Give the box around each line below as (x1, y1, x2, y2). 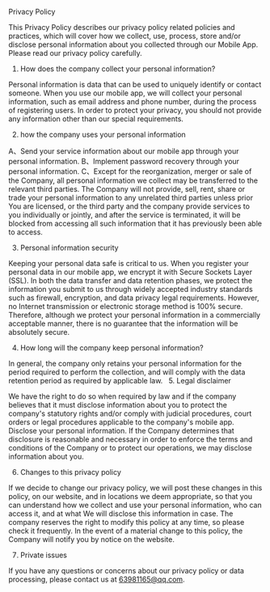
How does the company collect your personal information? (19, 64, 216, 74)
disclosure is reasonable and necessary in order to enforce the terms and (8, 434, 253, 444)
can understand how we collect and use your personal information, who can (8, 501, 262, 510)
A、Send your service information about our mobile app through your (8, 146, 239, 156)
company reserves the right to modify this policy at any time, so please (8, 518, 245, 526)
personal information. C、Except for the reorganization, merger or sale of (8, 167, 252, 176)
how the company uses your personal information (19, 129, 186, 139)
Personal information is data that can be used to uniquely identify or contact (8, 80, 262, 89)
